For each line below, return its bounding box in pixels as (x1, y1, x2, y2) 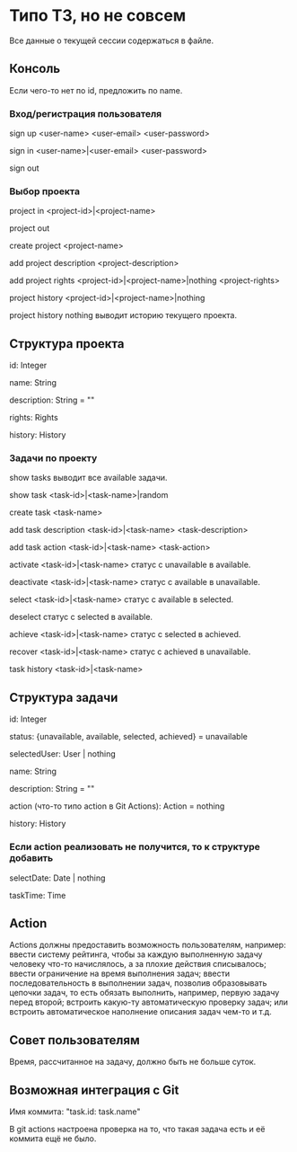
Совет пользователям (9, 1032, 141, 1048)
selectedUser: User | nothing (9, 749, 117, 759)
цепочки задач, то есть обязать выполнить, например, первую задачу (9, 988, 280, 998)
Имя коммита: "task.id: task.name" (9, 1106, 141, 1117)
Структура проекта (9, 336, 125, 351)
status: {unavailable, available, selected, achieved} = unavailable (9, 731, 249, 742)
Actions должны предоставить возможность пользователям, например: (9, 940, 286, 951)
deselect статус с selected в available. (9, 612, 153, 623)
